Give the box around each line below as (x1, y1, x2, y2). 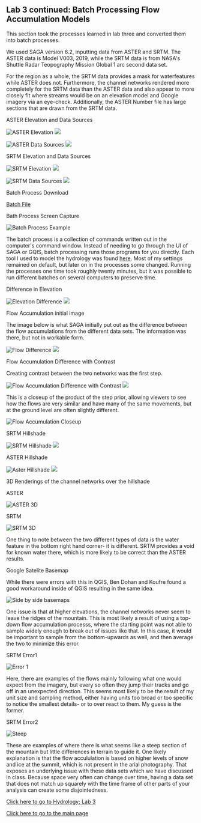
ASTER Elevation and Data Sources (6, 116, 93, 123)
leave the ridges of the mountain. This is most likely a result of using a (6, 614, 179, 621)
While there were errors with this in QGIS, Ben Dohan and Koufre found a (6, 578, 186, 585)
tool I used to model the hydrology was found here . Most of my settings (6, 255, 183, 262)
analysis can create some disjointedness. (6, 786, 108, 794)
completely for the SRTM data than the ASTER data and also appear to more (6, 85, 194, 93)
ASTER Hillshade (6, 454, 48, 461)
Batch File (6, 201, 31, 208)
